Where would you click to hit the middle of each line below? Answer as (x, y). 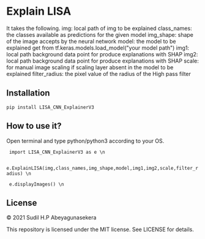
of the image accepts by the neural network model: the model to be (91, 41)
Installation (28, 93)
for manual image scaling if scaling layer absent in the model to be (90, 67)
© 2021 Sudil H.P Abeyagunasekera (51, 218)
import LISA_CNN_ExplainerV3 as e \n (57, 152)
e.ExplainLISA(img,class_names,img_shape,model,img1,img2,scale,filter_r (102, 168)
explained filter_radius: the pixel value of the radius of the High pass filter (99, 74)
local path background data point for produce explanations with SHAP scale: (102, 61)
